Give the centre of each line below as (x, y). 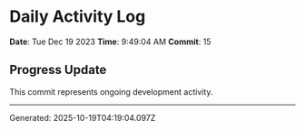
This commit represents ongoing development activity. (111, 91)
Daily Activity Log (78, 17)
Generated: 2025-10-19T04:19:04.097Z (83, 117)
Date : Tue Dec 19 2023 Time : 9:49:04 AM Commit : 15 (110, 42)
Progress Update (58, 70)
